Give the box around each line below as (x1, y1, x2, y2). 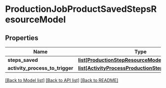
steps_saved (7, 57, 38, 63)
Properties (5, 34, 39, 42)
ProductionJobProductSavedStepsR (5, 3, 157, 15)
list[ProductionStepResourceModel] (78, 57, 165, 63)
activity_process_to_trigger (7, 65, 74, 71)
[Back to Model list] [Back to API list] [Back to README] (5, 78, 119, 83)
